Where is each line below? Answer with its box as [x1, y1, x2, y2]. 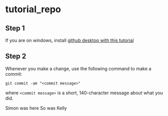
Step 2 [5, 52, 26, 61]
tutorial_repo [5, 4, 61, 15]
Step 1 [5, 24, 25, 33]
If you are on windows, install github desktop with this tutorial [5, 37, 134, 43]
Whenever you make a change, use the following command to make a [5, 65, 152, 72]
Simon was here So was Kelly [5, 105, 67, 111]
